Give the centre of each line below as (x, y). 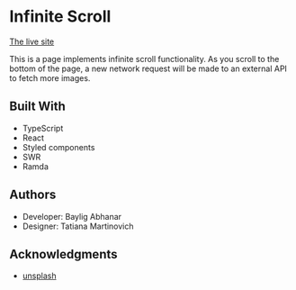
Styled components (58, 147)
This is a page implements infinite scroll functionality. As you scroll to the (144, 59)
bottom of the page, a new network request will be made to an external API (148, 68)
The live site (32, 41)
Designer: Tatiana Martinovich (78, 226)
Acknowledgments (64, 254)
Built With (37, 107)
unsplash (39, 276)
